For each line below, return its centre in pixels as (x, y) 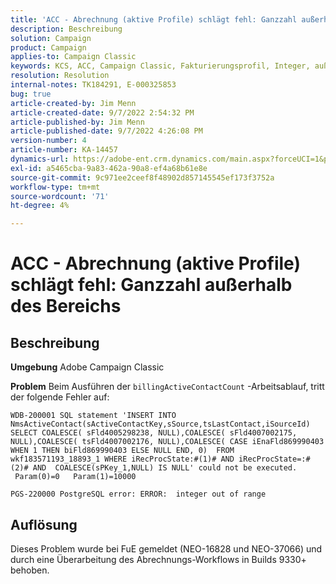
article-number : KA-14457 (64, 150)
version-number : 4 (48, 141)
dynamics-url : (40, 159)
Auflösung (44, 524)
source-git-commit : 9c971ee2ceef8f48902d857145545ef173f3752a (142, 177)
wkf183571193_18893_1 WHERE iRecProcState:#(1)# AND (122, 459)
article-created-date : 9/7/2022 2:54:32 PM (102, 112)
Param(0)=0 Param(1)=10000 (75, 477)
